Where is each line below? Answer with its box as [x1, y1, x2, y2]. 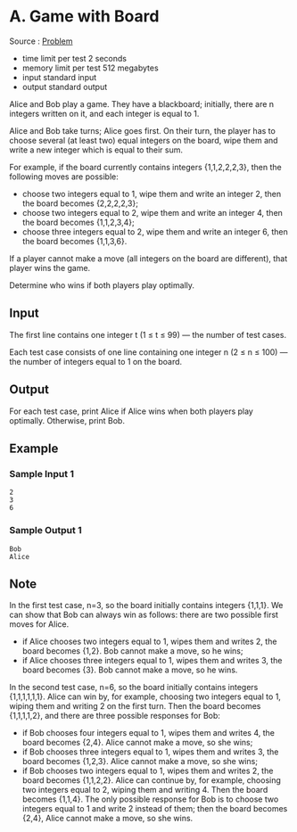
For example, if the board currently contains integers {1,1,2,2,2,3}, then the [9, 161, 283, 172]
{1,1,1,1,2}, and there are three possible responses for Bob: [9, 711, 221, 721]
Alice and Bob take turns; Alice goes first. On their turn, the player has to [9, 125, 276, 136]
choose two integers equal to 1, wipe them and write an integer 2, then [21, 188, 282, 199]
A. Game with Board [9, 6, 160, 27]
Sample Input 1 [9, 467, 74, 480]
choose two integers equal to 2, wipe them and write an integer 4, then [21, 207, 284, 218]
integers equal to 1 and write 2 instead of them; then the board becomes [21, 803, 288, 814]
